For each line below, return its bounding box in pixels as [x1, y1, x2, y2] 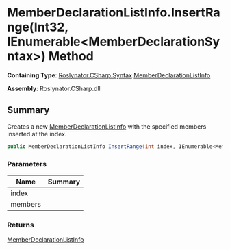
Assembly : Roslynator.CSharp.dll [7, 84, 101, 92]
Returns [7, 220, 34, 229]
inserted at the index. [7, 129, 67, 138]
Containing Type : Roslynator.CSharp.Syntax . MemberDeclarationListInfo [7, 71, 211, 79]
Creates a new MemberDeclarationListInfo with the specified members [7, 122, 207, 131]
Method [48, 49, 94, 64]
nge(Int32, [7, 19, 68, 35]
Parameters [7, 159, 47, 168]
